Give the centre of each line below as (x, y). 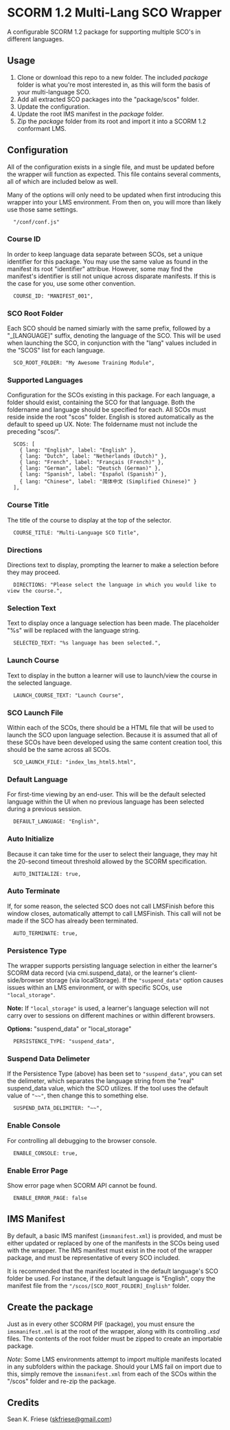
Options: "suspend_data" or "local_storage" (69, 1029)
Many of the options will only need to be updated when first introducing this (114, 195)
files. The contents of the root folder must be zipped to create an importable (115, 1338)
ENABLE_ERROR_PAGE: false (50, 1198)
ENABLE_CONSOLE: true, (46, 1153)
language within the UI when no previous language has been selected (106, 802)
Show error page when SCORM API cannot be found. (82, 1186)
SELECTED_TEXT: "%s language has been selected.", (87, 643)
